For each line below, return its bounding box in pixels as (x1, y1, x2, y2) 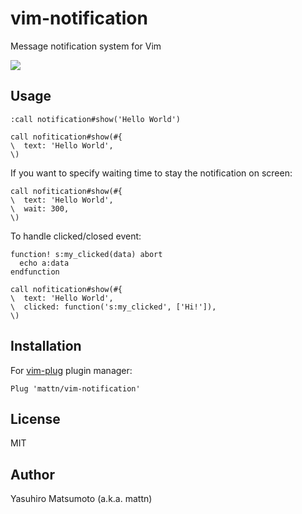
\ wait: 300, (10, 203, 70, 214)
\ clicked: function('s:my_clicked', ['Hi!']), (10, 302, 217, 312)
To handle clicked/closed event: (10, 230, 142, 242)
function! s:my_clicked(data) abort (10, 249, 163, 259)
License (10, 410, 61, 427)
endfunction (10, 267, 60, 277)
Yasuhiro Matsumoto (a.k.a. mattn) (10, 493, 153, 505)
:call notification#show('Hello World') (10, 114, 182, 124)
